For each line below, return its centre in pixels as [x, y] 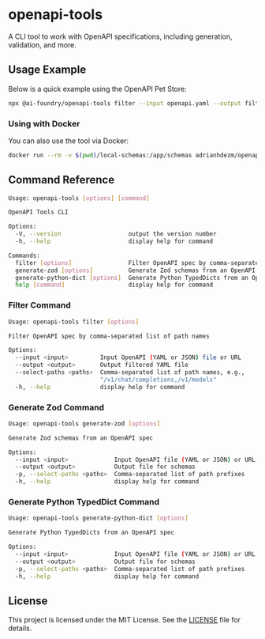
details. [20, 628]
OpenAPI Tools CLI [38, 212]
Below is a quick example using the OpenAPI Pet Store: [97, 89]
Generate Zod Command [56, 407]
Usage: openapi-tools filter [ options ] [74, 322]
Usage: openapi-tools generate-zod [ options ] [84, 423]
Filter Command [39, 305]
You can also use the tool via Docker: [68, 141]
